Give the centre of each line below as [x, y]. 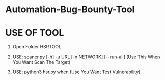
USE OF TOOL [35, 33]
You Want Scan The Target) [42, 62]
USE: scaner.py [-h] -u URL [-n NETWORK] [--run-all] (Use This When [86, 57]
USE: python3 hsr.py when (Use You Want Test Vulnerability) [76, 72]
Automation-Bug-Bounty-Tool [70, 9]
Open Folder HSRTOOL [37, 47]
